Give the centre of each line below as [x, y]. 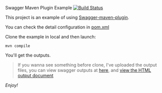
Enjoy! [12, 85]
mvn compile [18, 46]
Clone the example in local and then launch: [51, 37]
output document [35, 75]
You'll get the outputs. [28, 55]
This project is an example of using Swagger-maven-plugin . [67, 17]
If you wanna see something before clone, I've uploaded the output [87, 65]
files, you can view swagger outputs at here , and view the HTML [84, 70]
